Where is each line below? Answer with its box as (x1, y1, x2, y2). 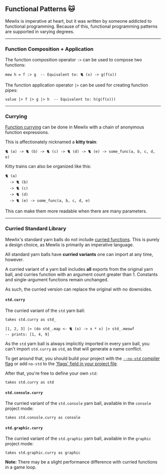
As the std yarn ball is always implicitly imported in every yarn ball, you (5, 341, 150, 346)
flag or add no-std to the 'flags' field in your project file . (5, 360, 118, 366)
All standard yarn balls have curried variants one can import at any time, (5, 251, 153, 257)
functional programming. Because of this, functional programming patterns (5, 23, 158, 29)
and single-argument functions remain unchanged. (5, 276, 109, 282)
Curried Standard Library (5, 225, 67, 232)
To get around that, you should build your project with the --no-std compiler (5, 355, 160, 361)
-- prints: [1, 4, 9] (5, 332, 50, 337)
